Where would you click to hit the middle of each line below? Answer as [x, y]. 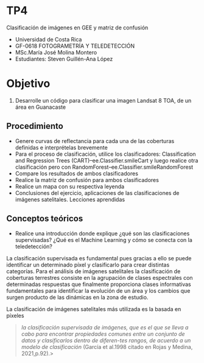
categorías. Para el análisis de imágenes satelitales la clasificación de [93, 271]
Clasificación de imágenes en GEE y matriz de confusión [77, 28]
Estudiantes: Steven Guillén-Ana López [64, 59]
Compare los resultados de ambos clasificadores [77, 173]
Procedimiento [35, 126]
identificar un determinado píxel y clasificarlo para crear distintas [88, 265]
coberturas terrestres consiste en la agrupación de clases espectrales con [100, 277]
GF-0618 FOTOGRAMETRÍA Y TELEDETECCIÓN [75, 46]
